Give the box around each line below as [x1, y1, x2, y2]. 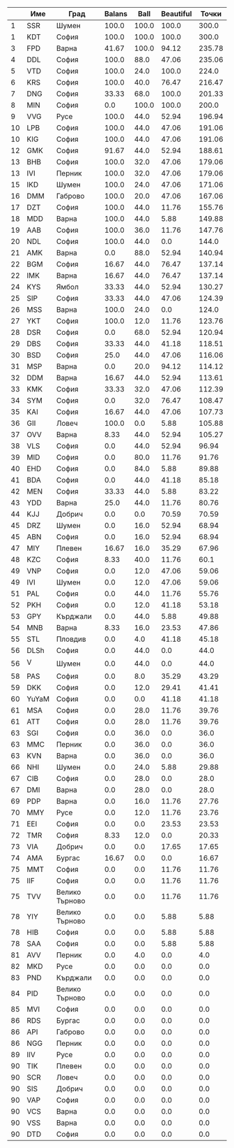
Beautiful [161, 9, 192, 18]
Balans [104, 9, 127, 18]
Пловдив [56, 634, 86, 644]
